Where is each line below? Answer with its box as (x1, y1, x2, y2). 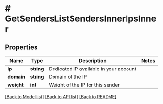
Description (78, 57, 107, 64)
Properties (5, 43, 38, 51)
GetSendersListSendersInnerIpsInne (5, 13, 157, 24)
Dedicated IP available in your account (48, 66, 137, 72)
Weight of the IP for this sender (48, 81, 120, 88)
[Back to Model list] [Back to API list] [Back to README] (5, 94, 117, 100)
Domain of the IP (48, 73, 87, 80)
